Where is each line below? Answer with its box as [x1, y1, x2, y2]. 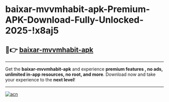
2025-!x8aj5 [5, 25, 59, 36]
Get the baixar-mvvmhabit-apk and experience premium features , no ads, [5, 66, 163, 72]
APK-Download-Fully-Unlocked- [5, 14, 144, 26]
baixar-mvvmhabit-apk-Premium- [5, 4, 150, 15]
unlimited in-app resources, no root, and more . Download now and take [5, 71, 156, 77]
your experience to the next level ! [5, 77, 75, 82]
